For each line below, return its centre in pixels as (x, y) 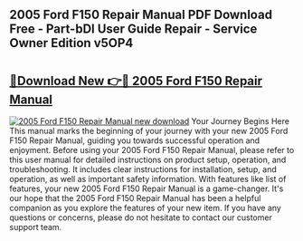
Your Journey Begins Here (240, 121)
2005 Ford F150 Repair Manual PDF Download (141, 15)
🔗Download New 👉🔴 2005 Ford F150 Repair (136, 81)
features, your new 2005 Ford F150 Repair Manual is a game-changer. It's (147, 188)
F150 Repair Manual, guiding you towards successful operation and (135, 140)
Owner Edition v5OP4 (71, 43)
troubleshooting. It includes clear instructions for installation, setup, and (143, 169)
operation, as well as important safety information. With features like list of (148, 179)
